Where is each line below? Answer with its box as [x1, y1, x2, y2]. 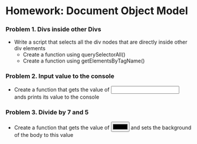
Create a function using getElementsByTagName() [22, 57, 145, 64]
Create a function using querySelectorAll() [22, 51, 126, 58]
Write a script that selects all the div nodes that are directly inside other [14, 38, 188, 45]
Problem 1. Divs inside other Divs [5, 25, 101, 34]
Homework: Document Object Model [5, 4, 188, 18]
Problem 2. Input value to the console [5, 72, 114, 80]
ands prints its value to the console [14, 93, 100, 100]
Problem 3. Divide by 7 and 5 [5, 108, 89, 116]
